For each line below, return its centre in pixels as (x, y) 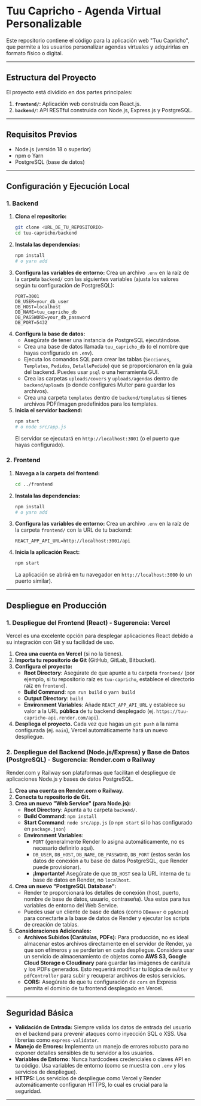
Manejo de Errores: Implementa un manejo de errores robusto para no (102, 1047)
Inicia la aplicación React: (47, 552)
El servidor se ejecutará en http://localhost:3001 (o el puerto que (97, 438)
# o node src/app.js (40, 427)
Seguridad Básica (40, 1013)
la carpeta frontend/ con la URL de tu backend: (73, 530)
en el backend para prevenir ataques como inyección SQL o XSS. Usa (101, 1034)
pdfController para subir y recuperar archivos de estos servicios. (105, 976)
